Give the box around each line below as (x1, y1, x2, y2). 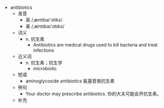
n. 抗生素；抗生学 (25, 60, 63, 66)
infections (33, 47, 54, 53)
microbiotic (33, 66, 57, 71)
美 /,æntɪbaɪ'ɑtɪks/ (25, 23, 65, 29)
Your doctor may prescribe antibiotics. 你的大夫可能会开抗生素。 (25, 91, 161, 97)
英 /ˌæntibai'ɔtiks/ (25, 17, 63, 23)
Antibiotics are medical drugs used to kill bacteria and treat (33, 42, 158, 48)
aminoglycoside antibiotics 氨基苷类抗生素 (25, 78, 115, 84)
